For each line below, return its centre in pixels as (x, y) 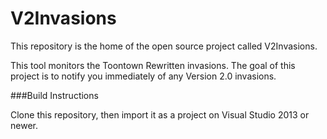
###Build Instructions (54, 95)
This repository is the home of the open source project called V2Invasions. (164, 46)
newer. (24, 125)
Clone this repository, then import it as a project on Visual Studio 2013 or (160, 114)
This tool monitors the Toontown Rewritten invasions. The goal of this (153, 65)
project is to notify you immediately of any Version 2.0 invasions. (143, 76)
